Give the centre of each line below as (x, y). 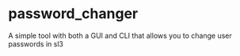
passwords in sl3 (36, 43)
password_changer (73, 14)
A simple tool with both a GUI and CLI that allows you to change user (120, 35)
